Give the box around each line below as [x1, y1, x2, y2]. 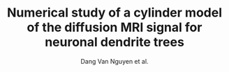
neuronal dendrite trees [45, 35, 184, 50]
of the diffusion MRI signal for [27, 19, 202, 35]
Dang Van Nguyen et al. [80, 57, 149, 65]
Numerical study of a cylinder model [6, 5, 223, 21]
